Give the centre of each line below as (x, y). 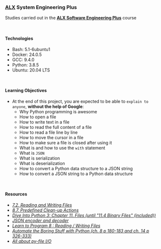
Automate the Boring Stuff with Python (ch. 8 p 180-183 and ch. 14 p (80, 231)
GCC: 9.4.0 (23, 59)
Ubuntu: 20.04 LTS (31, 70)
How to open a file (38, 117)
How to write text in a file (44, 122)
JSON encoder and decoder (40, 220)
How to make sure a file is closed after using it (66, 142)
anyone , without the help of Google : (48, 107)
